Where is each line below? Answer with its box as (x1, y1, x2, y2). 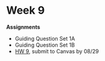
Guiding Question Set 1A (14, 35, 75, 42)
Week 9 (6, 4, 45, 17)
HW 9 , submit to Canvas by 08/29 (14, 47, 99, 54)
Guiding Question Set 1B (14, 41, 75, 48)
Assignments (6, 23, 41, 30)
